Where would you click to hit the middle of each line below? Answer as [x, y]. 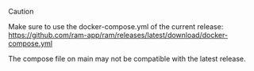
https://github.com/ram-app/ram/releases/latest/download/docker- [118, 35]
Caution [21, 11]
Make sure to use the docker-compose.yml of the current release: [116, 26]
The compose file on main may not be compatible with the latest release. [127, 59]
